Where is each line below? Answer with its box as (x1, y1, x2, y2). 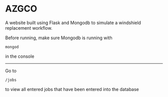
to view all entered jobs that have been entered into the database (5, 86, 139, 92)
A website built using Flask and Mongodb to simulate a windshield (5, 20, 141, 26)
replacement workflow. (5, 25, 52, 31)
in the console (5, 53, 34, 59)
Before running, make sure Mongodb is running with (5, 35, 112, 41)
